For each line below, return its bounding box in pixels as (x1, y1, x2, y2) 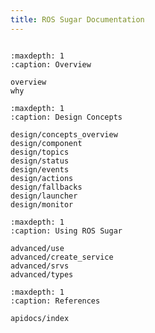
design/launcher (10, 191, 78, 201)
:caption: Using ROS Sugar (10, 226, 123, 236)
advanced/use (10, 243, 65, 253)
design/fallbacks (10, 182, 83, 192)
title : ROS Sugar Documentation (10, 14, 145, 25)
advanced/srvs (10, 261, 70, 271)
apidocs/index (10, 313, 70, 323)
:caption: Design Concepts (10, 112, 123, 122)
